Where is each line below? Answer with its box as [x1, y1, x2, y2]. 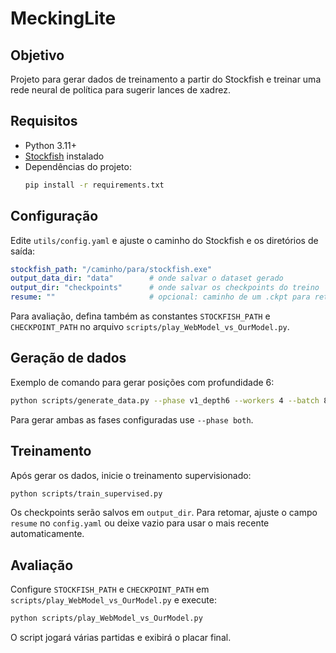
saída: [10, 245, 36, 257]
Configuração [10, 208, 99, 225]
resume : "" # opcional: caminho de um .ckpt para [10, 292, 311, 302]
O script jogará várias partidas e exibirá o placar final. [10, 632, 232, 644]
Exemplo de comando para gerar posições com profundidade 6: [10, 376, 275, 388]
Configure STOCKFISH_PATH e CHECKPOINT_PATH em [10, 583, 210, 596]
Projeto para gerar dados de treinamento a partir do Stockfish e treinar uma [10, 73, 322, 85]
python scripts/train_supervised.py [10, 488, 163, 499]
